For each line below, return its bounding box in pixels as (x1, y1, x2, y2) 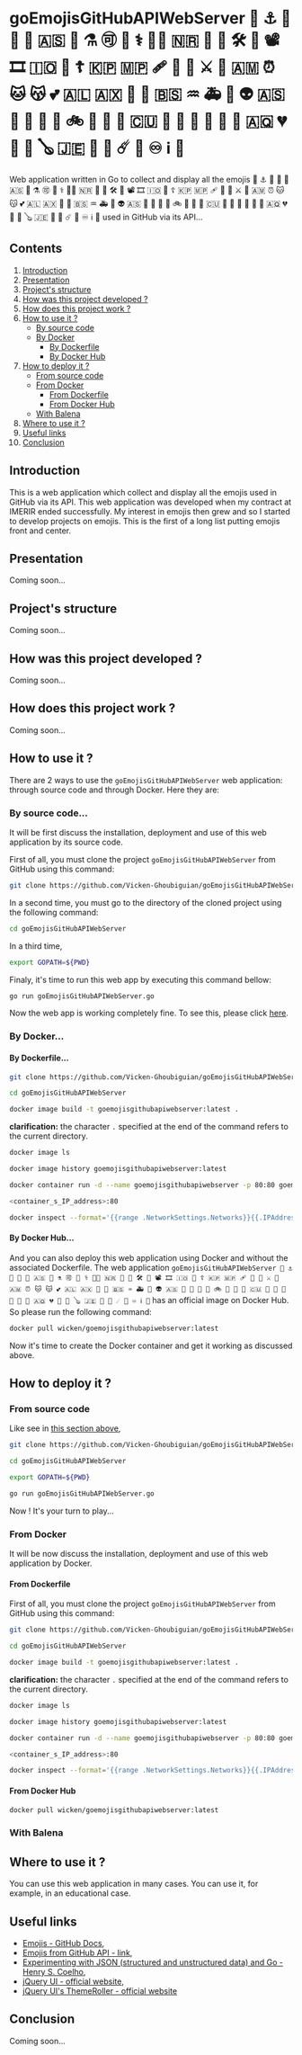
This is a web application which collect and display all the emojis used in (9, 487, 277, 497)
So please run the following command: (9, 1306, 153, 1317)
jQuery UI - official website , (22, 1976, 124, 1987)
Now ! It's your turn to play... (9, 1506, 114, 1516)
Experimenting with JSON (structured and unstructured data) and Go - (22, 1956, 283, 1968)
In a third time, (9, 940, 63, 952)
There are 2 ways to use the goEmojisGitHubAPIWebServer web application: (9, 774, 283, 785)
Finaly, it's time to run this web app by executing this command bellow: (9, 974, 271, 985)
